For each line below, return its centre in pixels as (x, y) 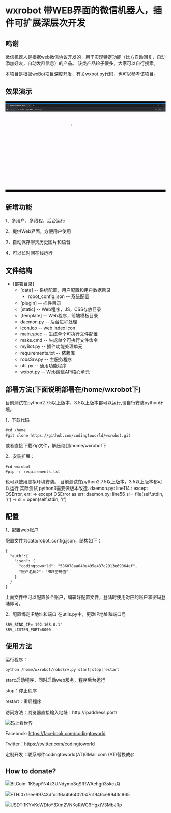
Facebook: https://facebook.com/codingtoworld (55, 734)
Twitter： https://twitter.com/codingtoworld (50, 744)
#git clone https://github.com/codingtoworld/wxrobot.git (68, 435)
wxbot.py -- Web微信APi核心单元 (55, 372)
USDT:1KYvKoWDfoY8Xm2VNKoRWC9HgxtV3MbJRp (66, 805)
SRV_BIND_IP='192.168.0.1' (34, 625)
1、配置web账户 (22, 530)
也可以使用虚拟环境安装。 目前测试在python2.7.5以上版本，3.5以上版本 (79, 481)
